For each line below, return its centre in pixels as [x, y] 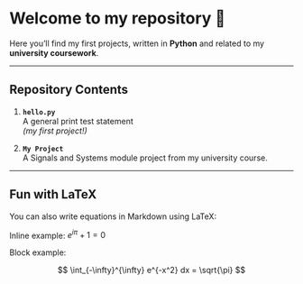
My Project [43, 149]
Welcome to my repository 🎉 [118, 18]
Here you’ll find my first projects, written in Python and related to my [137, 43]
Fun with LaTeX [53, 194]
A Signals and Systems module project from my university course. [145, 158]
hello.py [39, 112]
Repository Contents [69, 90]
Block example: [38, 252]
